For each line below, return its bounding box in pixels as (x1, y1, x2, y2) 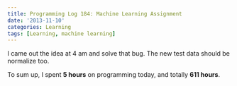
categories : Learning (7, 23, 72, 30)
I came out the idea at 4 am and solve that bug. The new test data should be (7, 49, 231, 58)
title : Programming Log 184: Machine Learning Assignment (7, 10, 182, 18)
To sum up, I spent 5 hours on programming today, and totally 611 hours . (7, 70, 221, 79)
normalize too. (7, 57, 50, 66)
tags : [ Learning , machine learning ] (7, 30, 116, 37)
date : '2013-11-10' (7, 17, 65, 24)
